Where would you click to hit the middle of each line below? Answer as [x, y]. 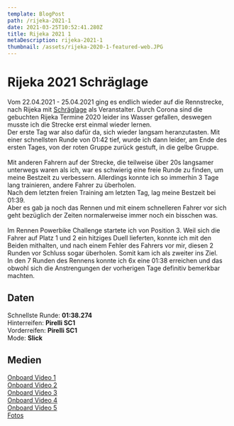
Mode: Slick [25, 338]
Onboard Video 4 [33, 400]
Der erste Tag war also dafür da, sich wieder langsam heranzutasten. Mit [113, 132]
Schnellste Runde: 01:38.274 [50, 315]
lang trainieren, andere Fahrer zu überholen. [72, 185]
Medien [24, 360]
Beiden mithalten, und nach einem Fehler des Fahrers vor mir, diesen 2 [111, 245]
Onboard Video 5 [32, 408]
